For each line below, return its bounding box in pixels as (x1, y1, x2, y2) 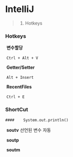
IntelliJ (5, 4, 34, 15)
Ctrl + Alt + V (6, 56, 39, 61)
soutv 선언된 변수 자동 (6, 127, 51, 133)
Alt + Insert (6, 75, 34, 80)
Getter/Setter (6, 64, 35, 71)
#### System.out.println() (5, 117, 69, 122)
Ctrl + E (6, 94, 25, 100)
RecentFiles (6, 84, 32, 90)
